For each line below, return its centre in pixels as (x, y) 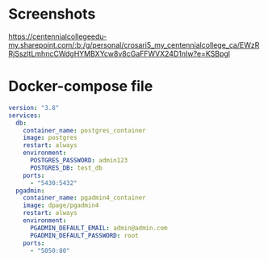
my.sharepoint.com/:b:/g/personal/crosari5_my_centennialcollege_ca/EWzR (134, 44)
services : (25, 115)
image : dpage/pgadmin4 (61, 206)
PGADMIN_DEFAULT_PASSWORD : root (84, 235)
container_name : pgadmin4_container (85, 198)
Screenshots (52, 14)
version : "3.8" (34, 107)
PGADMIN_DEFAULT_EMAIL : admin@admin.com (98, 228)
